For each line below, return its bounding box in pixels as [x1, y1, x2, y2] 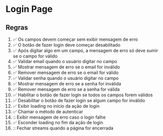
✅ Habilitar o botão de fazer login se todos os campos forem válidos [12, 92, 153, 98]
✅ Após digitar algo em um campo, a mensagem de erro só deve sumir [12, 48, 159, 53]
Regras [5, 23, 28, 32]
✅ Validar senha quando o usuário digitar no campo [12, 75, 119, 81]
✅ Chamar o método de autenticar [12, 109, 83, 115]
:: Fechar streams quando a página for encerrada [12, 125, 114, 131]
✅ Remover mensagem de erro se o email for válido [12, 69, 119, 75]
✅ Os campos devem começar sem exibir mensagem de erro [12, 36, 138, 42]
